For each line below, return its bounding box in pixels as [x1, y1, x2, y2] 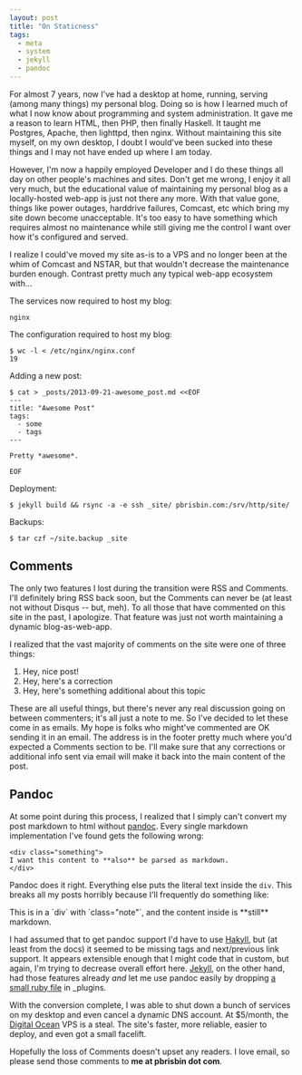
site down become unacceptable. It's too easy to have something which [9, 212, 278, 223]
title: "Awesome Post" [9, 403, 95, 412]
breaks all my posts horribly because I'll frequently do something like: [9, 889, 269, 900]
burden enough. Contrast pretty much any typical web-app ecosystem [9, 268, 274, 279]
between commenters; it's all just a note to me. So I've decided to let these [9, 712, 288, 723]
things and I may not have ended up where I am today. [9, 146, 212, 157]
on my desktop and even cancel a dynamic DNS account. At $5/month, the [9, 1009, 288, 1020]
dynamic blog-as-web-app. [9, 621, 112, 632]
